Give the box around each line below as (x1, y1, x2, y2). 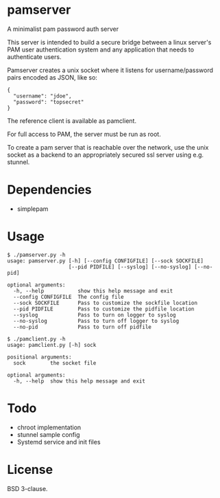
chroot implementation (16, 423, 82, 431)
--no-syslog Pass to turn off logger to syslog (13, 317, 180, 324)
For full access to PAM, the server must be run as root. (7, 130, 161, 138)
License (7, 462, 53, 477)
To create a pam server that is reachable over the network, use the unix (7, 143, 209, 151)
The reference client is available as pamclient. (7, 116, 137, 125)
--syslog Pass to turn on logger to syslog (13, 311, 176, 318)
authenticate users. (7, 52, 62, 60)
